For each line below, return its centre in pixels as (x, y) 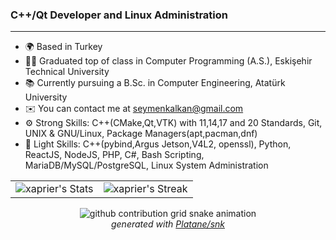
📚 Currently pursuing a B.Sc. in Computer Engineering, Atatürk (155, 83)
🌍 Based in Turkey (63, 47)
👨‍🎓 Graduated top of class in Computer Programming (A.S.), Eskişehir (168, 61)
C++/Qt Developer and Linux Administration (119, 15)
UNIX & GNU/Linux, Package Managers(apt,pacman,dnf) (141, 134)
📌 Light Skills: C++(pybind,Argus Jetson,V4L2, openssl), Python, (158, 144)
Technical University (67, 72)
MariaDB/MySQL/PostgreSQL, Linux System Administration (146, 165)
